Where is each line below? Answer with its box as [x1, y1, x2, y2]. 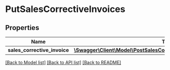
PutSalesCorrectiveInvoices [5, 3, 125, 15]
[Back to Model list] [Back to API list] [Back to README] [5, 59, 121, 65]
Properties [5, 23, 39, 32]
